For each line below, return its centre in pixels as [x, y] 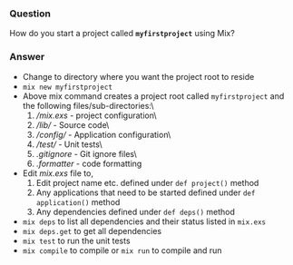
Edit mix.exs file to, [58, 173]
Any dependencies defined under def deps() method [136, 211]
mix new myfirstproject [68, 87]
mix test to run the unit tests [76, 240]
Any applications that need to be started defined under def [146, 192]
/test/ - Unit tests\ [69, 144]
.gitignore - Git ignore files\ [87, 153]
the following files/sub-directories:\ [88, 105]
